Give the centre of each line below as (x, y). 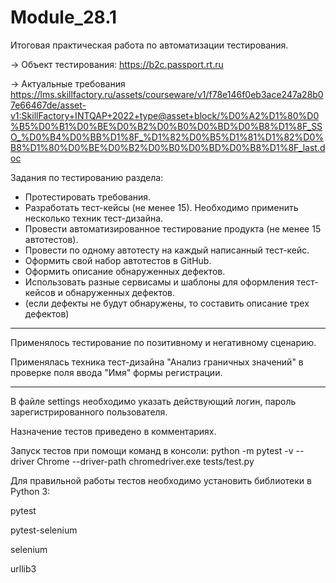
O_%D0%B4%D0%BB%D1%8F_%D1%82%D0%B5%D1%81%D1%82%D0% (167, 137)
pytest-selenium (44, 530)
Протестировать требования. (88, 197)
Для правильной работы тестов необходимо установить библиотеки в (161, 480)
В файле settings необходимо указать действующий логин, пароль (153, 401)
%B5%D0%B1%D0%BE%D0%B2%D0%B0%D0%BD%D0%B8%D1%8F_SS (166, 126)
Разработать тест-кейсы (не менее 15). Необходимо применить (161, 207)
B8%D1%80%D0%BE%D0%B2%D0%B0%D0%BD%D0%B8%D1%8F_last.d (168, 147)
